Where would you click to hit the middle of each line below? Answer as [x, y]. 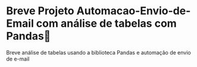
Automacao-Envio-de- [134, 11]
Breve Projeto [40, 11]
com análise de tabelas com [106, 23]
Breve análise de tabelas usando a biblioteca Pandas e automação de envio [99, 52]
